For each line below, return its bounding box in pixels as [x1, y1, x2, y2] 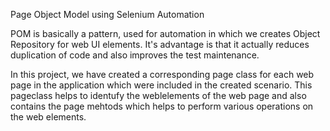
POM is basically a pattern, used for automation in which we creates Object [10, 28, 321, 39]
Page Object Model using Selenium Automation [10, 9, 205, 20]
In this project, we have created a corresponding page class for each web [10, 69, 315, 80]
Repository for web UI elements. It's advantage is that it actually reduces [10, 39, 310, 50]
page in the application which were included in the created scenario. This [10, 79, 313, 91]
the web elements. [10, 111, 87, 123]
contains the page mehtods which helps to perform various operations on [10, 100, 314, 112]
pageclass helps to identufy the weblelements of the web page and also [10, 90, 307, 101]
